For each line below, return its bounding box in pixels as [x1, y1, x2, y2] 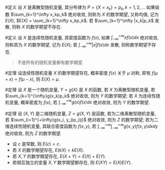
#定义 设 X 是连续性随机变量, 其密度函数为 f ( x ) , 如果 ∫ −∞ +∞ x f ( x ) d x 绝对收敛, [5, 34, 159, 42]
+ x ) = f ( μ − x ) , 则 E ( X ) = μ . [5, 76, 60, 82]
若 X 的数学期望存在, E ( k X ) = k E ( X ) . [12, 147, 84, 153]
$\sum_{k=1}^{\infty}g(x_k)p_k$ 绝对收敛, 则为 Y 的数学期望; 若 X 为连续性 [5, 93, 156, 99]
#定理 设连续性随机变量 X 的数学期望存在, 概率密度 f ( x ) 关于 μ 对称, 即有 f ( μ [5, 70, 158, 76]
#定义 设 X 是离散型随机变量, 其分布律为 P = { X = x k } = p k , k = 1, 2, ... [5, 4, 146, 11]
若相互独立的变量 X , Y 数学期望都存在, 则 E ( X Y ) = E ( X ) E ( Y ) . [12, 159, 132, 165]
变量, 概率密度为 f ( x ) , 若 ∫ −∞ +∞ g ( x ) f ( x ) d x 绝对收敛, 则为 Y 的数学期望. [9, 98, 150, 107]
